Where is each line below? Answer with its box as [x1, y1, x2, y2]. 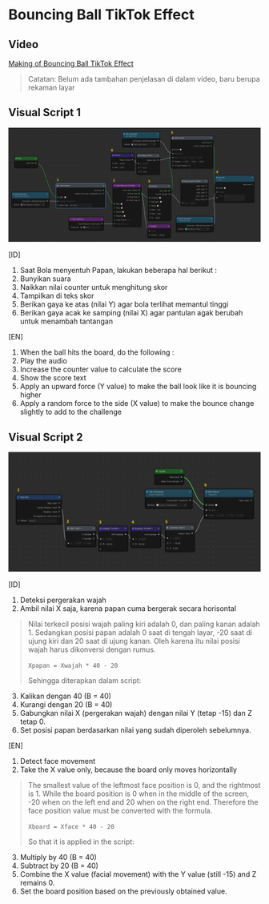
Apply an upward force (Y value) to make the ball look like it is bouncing [19, 382, 257, 392]
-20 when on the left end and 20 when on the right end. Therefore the [27, 798, 259, 807]
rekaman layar [27, 82, 75, 92]
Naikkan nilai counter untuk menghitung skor [19, 283, 168, 292]
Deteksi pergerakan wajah [19, 595, 106, 605]
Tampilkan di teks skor [19, 291, 94, 301]
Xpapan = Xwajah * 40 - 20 [27, 662, 118, 670]
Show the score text [19, 373, 86, 383]
